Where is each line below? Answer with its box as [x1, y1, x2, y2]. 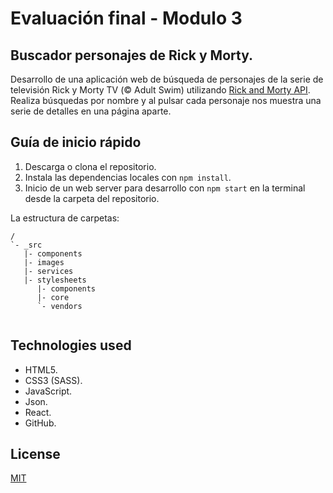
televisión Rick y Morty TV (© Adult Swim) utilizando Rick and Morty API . [10, 84, 311, 96]
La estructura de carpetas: [10, 212, 120, 224]
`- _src [10, 240, 43, 250]
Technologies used [10, 337, 132, 354]
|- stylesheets [23, 275, 87, 285]
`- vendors [36, 301, 83, 311]
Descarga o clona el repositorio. [24, 160, 157, 172]
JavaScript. [24, 385, 73, 397]
